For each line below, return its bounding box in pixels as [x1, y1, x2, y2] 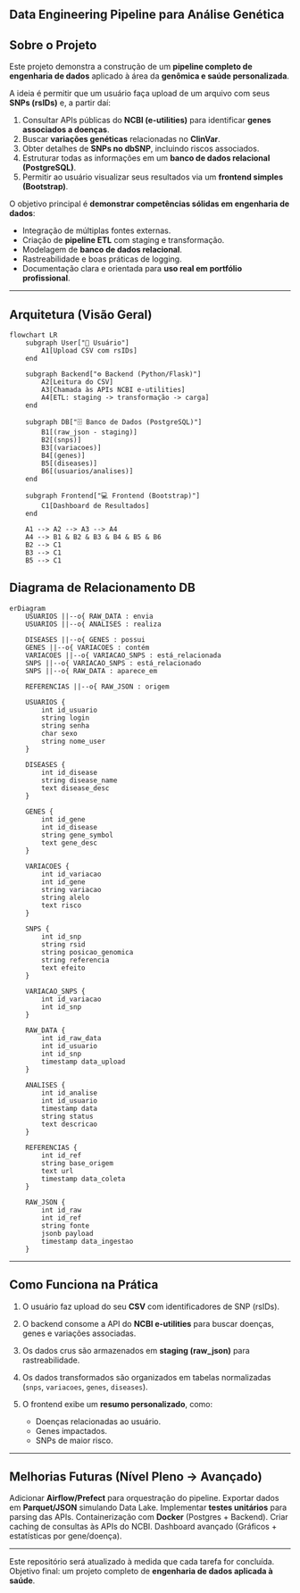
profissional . [21, 272, 71, 284]
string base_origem [41, 1158, 114, 1168]
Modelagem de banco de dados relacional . [21, 245, 183, 255]
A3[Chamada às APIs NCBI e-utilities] [41, 386, 186, 395]
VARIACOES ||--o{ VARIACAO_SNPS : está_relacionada [25, 651, 221, 660]
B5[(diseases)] [41, 459, 98, 468]
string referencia [41, 955, 110, 964]
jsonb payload [41, 1229, 94, 1238]
